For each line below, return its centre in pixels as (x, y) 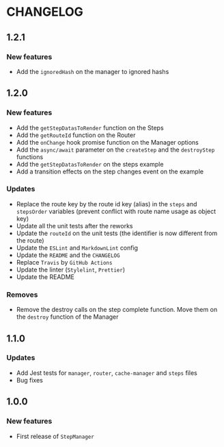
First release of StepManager (55, 436)
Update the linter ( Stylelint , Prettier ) (71, 269)
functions (30, 157)
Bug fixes (30, 380)
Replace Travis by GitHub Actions (64, 262)
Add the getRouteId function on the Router (76, 135)
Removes (22, 294)
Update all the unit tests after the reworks (74, 226)
